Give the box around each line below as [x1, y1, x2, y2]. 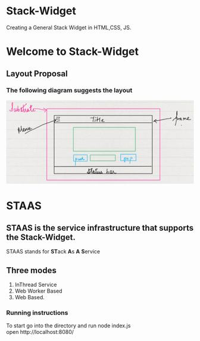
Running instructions [6, 308, 68, 317]
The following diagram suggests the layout [6, 86, 133, 95]
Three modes [6, 265, 57, 275]
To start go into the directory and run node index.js [6, 322, 131, 329]
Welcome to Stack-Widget [6, 45, 139, 58]
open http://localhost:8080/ [6, 328, 74, 336]
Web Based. [14, 294, 45, 301]
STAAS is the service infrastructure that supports [6, 222, 194, 233]
